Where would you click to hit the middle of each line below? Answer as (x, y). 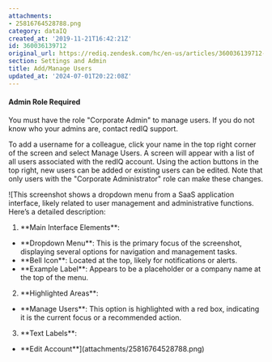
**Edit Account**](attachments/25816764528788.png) (112, 348)
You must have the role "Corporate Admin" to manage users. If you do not (132, 120)
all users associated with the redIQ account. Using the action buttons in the (134, 161)
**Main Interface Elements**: (70, 227)
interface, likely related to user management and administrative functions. (131, 202)
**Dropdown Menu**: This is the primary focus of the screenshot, (131, 243)
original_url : (32, 53)
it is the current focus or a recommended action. (101, 317)
